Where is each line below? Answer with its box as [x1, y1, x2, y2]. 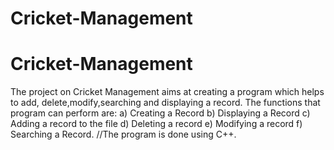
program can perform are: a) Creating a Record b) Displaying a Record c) [10, 107, 311, 119]
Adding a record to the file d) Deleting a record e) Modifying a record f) [10, 118, 303, 130]
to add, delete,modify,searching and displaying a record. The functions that [10, 97, 321, 109]
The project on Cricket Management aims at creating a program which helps [10, 86, 325, 98]
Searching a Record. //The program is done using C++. [10, 128, 237, 141]
